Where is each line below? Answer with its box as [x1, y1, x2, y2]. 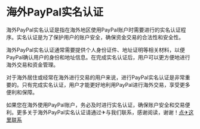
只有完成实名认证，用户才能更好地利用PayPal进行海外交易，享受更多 [21, 81, 190, 88]
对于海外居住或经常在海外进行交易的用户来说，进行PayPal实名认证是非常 [6, 74, 185, 81]
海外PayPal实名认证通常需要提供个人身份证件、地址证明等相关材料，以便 [6, 46, 185, 54]
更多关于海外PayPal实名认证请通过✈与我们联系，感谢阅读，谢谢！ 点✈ [16, 108, 189, 116]
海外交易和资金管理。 [6, 61, 59, 68]
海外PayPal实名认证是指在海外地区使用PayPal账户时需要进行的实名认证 [6, 26, 181, 33]
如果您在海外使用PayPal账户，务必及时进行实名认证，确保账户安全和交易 [6, 101, 185, 108]
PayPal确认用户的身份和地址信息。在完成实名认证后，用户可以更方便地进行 [6, 54, 190, 61]
